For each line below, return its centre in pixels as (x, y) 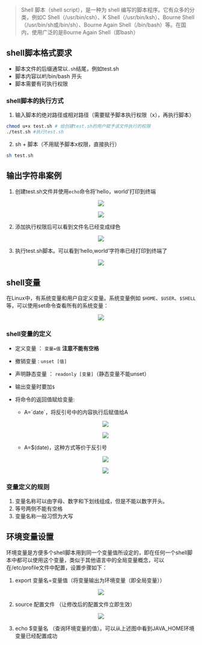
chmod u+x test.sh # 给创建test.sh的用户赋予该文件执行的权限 (78, 126)
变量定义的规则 (28, 487)
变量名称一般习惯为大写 (44, 516)
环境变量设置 (30, 537)
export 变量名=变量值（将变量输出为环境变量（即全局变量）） (90, 580)
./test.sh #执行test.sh (35, 132)
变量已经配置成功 (36, 635)
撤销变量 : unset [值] (41, 361)
